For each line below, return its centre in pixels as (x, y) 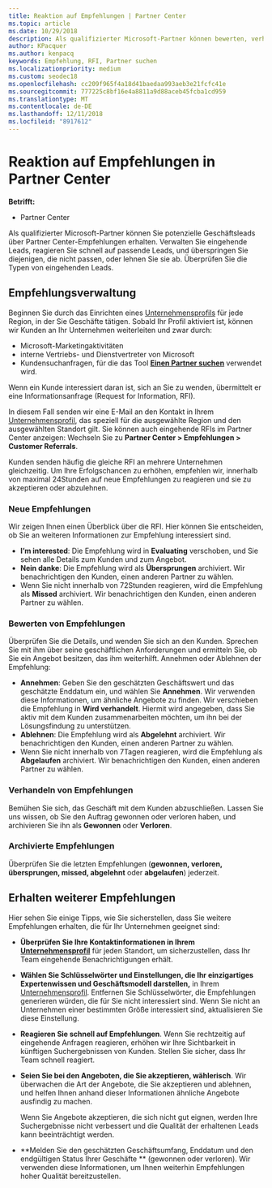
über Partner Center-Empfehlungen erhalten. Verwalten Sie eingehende (128, 241)
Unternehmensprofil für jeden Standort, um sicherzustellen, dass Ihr (135, 950)
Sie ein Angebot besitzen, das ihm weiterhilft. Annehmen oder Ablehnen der (135, 659)
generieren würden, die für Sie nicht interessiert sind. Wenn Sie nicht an (140, 1000)
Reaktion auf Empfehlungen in (112, 162)
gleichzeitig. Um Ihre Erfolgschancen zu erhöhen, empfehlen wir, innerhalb (133, 470)
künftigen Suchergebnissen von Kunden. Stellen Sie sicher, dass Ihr (133, 1051)
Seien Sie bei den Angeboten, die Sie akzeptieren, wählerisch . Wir (133, 1075)
